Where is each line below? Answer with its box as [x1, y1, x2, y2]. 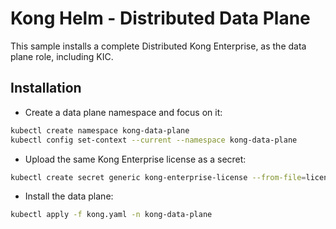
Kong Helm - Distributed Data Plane [10, 7, 311, 30]
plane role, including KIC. [10, 50, 114, 62]
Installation [10, 80, 82, 97]
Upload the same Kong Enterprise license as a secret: [24, 153, 247, 165]
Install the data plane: [24, 190, 114, 202]
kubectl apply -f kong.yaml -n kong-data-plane [10, 210, 213, 220]
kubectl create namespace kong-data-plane [10, 125, 190, 136]
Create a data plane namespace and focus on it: [24, 106, 223, 118]
